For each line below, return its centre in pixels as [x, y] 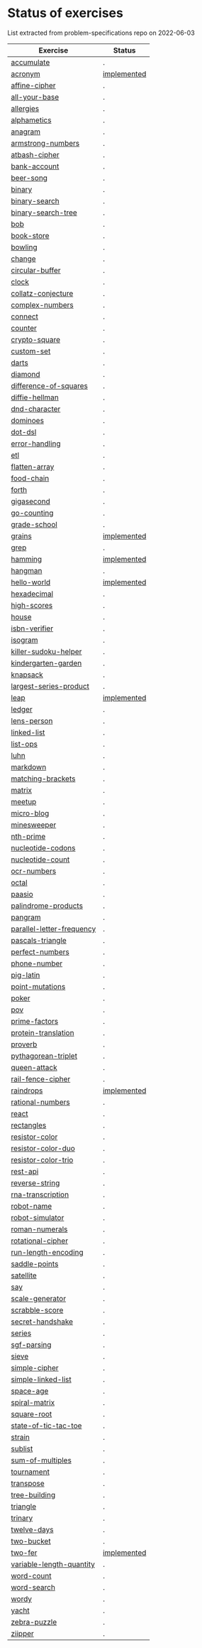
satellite [24, 1275]
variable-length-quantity [53, 1564]
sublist [22, 1448]
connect [25, 316]
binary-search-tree [44, 213]
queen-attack [34, 1067]
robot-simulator [38, 1217]
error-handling [36, 444]
